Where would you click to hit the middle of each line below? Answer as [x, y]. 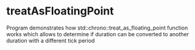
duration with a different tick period [51, 40]
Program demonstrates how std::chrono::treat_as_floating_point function [97, 28]
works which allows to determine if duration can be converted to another [97, 34]
